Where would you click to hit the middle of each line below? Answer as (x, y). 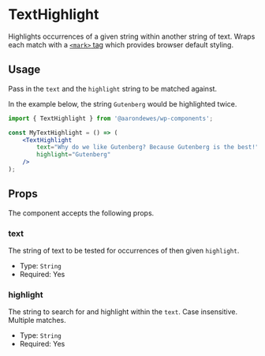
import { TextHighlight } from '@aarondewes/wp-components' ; (111, 118)
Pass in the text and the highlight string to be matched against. (113, 88)
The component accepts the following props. (81, 213)
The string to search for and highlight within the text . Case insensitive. (123, 312)
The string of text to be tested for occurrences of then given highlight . (124, 250)
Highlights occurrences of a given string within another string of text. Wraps (132, 36)
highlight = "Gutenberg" (74, 155)
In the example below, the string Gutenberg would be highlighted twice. (123, 103)
